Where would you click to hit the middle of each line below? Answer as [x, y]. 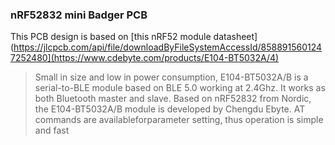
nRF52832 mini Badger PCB [79, 15]
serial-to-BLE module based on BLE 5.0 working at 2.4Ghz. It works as [180, 88]
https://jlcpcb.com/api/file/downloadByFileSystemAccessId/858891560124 [168, 47]
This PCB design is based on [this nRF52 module [111, 37]
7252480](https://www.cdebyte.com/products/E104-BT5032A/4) [145, 58]
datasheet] [235, 37]
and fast [52, 130]
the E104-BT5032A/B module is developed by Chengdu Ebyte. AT [170, 109]
